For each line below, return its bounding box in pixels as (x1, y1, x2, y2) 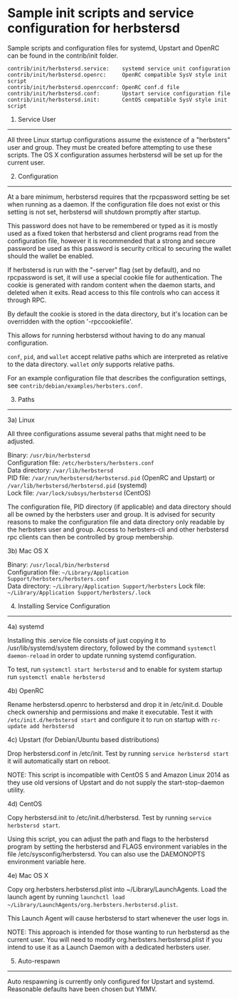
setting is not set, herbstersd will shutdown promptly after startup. (7, 207, 201, 216)
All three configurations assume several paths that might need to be (7, 429, 206, 438)
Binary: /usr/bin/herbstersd (7, 450, 91, 459)
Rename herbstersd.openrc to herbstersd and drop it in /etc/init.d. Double (7, 700, 223, 708)
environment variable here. (7, 857, 87, 866)
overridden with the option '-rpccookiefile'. (7, 317, 133, 326)
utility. (7, 785, 26, 794)
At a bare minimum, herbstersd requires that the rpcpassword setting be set (7, 192, 230, 201)
